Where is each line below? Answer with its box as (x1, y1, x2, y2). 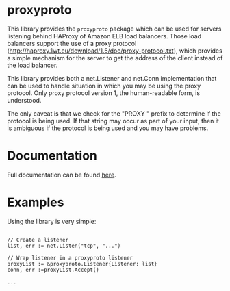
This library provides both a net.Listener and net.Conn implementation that (7, 74, 217, 82)
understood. (7, 96, 42, 104)
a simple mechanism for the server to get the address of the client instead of (7, 53, 223, 62)
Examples (7, 194, 64, 210)
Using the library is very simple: (7, 217, 97, 225)
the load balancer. (7, 61, 58, 69)
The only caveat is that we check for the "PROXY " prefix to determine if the (7, 109, 221, 118)
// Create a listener (7, 236, 69, 243)
